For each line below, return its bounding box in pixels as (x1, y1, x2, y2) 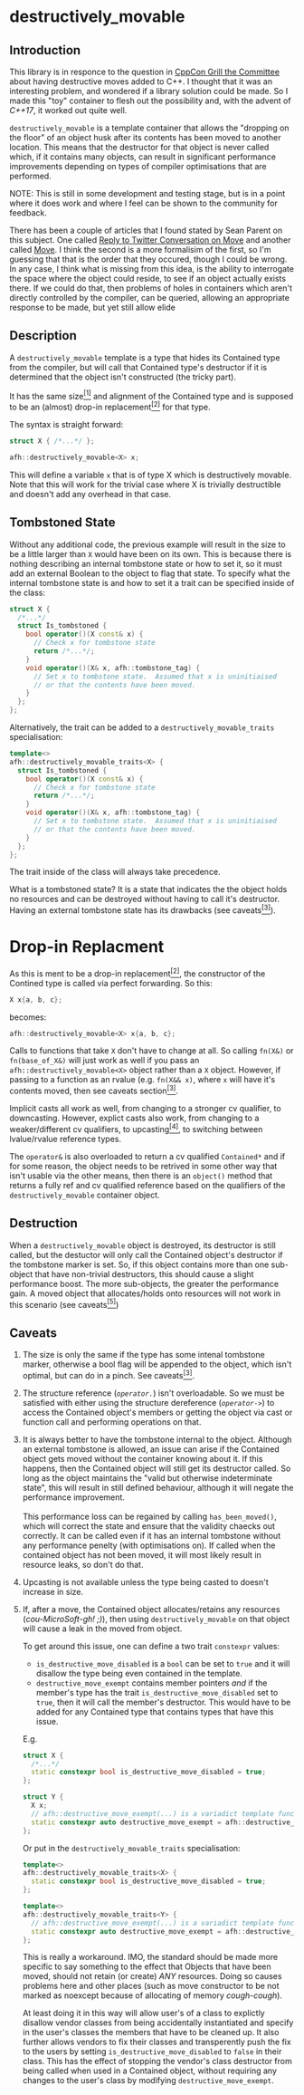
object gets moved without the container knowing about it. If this (22, 1453, 263, 1464)
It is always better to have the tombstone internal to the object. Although (22, 1434, 292, 1445)
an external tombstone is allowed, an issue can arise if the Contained (22, 1443, 280, 1455)
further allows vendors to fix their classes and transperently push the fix (22, 2036, 291, 2048)
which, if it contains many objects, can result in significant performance (9, 151, 276, 162)
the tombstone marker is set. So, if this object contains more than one (9, 1259, 270, 1270)
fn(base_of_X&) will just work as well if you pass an (9, 1055, 200, 1066)
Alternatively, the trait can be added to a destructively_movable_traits (9, 722, 275, 733)
